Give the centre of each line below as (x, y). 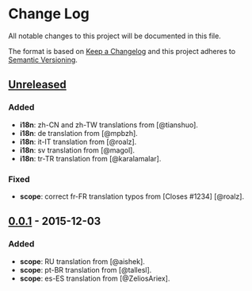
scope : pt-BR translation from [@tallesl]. (86, 270)
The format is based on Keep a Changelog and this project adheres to (122, 51)
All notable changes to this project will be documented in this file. (115, 36)
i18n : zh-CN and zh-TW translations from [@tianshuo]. (109, 125)
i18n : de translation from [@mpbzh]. (79, 133)
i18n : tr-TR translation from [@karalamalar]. (90, 158)
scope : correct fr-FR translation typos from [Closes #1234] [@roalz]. (132, 196)
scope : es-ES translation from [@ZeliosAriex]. (95, 278)
